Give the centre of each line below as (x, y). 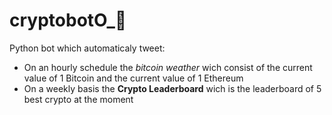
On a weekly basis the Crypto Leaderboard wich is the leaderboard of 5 (172, 88)
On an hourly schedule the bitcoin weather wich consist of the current (168, 67)
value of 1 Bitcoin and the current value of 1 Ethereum (133, 78)
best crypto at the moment (78, 99)
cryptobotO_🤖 (68, 20)
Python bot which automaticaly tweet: (87, 48)
